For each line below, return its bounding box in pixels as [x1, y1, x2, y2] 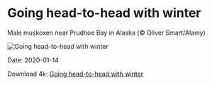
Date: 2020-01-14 [7, 55, 59, 64]
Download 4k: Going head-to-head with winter [7, 69, 144, 78]
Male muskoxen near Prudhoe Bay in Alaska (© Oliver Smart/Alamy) [7, 28, 206, 37]
